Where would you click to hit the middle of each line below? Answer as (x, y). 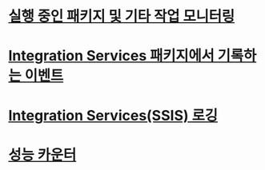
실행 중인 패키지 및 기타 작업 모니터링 (121, 16)
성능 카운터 (42, 154)
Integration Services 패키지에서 (111, 56)
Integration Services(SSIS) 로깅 (113, 115)
